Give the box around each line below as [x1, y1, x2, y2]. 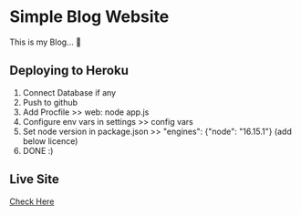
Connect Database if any [22, 87, 117, 97]
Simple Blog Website [9, 6, 170, 27]
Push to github [22, 97, 78, 107]
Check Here [9, 196, 55, 207]
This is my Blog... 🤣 [9, 36, 82, 47]
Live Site [9, 171, 59, 188]
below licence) [22, 135, 78, 147]
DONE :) [22, 145, 54, 156]
